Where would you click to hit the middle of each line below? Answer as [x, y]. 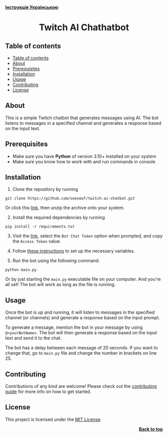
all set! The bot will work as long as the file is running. [60, 285]
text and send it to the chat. [33, 338]
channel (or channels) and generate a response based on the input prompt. [82, 318]
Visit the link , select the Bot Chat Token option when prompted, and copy [87, 236]
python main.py [21, 270]
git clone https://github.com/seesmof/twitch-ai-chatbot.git [70, 198]
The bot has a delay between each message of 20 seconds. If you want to [82, 348]
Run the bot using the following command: [56, 261]
